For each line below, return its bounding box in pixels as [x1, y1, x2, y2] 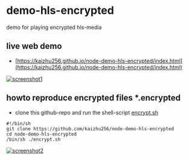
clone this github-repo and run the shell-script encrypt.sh [14, 109, 159, 116]
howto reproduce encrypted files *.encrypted [6, 93, 181, 103]
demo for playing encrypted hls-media [6, 24, 102, 31]
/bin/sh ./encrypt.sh [6, 136, 61, 142]
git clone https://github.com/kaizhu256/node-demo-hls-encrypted [6, 126, 174, 132]
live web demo [6, 41, 62, 51]
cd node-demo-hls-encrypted [6, 131, 77, 137]
